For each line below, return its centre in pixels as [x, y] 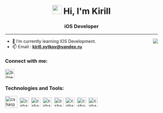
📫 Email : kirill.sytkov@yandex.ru [47, 47]
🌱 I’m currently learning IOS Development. [54, 42]
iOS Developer [81, 27]
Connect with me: [26, 61]
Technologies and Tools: [35, 88]
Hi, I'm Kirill [87, 11]
